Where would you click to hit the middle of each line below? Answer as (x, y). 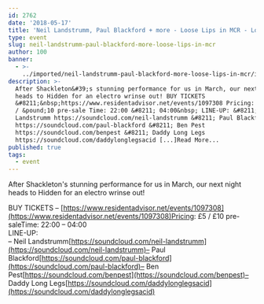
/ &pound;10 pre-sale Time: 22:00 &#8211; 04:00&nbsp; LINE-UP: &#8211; (137, 111)
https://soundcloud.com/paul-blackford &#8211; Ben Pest (110, 125)
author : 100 (27, 52)
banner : (21, 60)
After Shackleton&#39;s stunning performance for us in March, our (128, 89)
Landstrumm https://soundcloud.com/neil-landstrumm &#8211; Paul (125, 118)
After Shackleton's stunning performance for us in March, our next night (125, 184)
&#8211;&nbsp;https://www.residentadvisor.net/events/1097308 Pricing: (135, 103)
